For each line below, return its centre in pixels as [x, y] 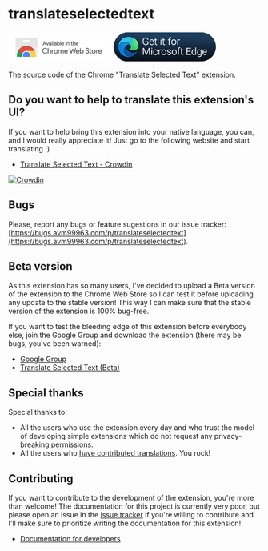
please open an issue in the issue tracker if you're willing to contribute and [131, 515]
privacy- [228, 436]
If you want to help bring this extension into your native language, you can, [131, 131]
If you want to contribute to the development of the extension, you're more [131, 498]
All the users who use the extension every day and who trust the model [137, 428]
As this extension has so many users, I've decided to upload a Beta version [132, 286]
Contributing [41, 479]
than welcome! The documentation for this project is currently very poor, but [134, 506]
